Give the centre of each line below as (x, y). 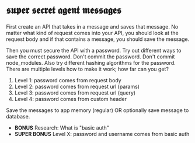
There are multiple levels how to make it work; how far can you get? (88, 69)
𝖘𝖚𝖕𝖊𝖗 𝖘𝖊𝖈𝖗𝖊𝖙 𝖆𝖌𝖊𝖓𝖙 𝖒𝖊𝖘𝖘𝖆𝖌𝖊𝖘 (64, 10)
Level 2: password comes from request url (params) (77, 86)
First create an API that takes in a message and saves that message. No (92, 26)
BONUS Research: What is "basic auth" (62, 128)
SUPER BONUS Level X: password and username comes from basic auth (102, 134)
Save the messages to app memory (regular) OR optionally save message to (97, 110)
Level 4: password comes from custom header (71, 99)
